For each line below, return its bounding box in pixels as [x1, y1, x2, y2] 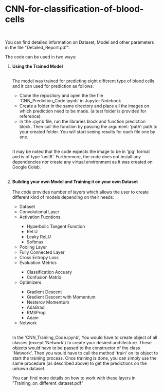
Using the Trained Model [12, 63, 63, 69]
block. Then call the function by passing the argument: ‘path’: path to [19, 123, 158, 130]
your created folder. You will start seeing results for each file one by [19, 129, 156, 134]
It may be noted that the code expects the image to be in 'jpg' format [12, 149, 150, 154]
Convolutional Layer [19, 208, 60, 215]
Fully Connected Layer [19, 249, 65, 255]
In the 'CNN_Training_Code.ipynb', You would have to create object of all [12, 335, 157, 340]
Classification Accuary [26, 269, 72, 275]
